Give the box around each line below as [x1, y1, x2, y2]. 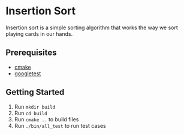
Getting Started [5, 87, 65, 97]
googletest [14, 70, 41, 77]
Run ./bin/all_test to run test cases [14, 122, 106, 129]
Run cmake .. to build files [14, 115, 79, 123]
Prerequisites [5, 48, 57, 58]
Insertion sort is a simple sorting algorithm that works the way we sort [5, 24, 178, 31]
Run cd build [14, 109, 47, 116]
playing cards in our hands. [5, 30, 73, 37]
